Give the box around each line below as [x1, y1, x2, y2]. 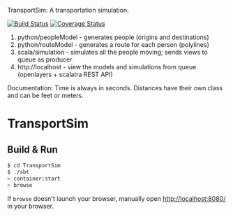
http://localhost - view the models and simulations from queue [17, 63, 197, 71]
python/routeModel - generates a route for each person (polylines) [17, 41, 209, 48]
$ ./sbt [7, 168, 30, 176]
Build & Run [7, 143, 58, 155]
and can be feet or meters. [7, 91, 84, 99]
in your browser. [7, 202, 54, 210]
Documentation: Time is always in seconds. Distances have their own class [7, 84, 223, 92]
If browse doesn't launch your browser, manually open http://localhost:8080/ [7, 194, 226, 202]
